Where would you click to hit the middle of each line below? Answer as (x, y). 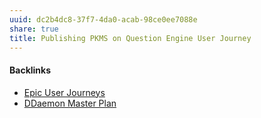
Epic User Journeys (64, 92)
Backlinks (30, 70)
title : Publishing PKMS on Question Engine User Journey (130, 38)
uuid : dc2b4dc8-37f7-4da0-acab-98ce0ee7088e (103, 19)
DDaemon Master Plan (70, 103)
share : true (34, 29)
